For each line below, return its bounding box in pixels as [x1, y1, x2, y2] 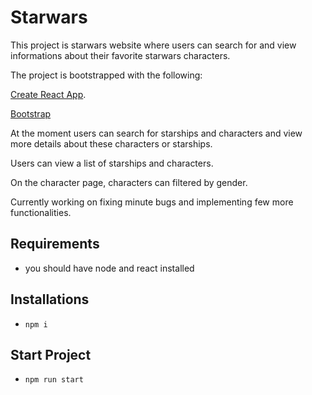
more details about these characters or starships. [10, 137, 213, 150]
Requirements [10, 236, 100, 253]
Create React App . [10, 88, 87, 100]
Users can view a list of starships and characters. [10, 157, 214, 169]
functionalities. [10, 206, 72, 218]
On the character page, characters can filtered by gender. [10, 176, 248, 188]
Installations [10, 291, 90, 308]
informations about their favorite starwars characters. [10, 49, 231, 61]
